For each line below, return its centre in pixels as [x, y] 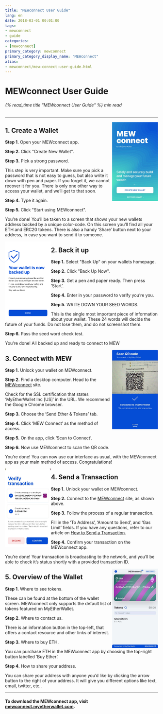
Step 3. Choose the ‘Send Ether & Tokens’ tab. [51, 414]
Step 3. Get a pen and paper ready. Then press [98, 281]
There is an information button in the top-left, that [55, 627]
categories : [17, 41]
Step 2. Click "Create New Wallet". [40, 152]
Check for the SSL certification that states [47, 394]
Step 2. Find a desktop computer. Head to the [51, 380]
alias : [12, 61]
